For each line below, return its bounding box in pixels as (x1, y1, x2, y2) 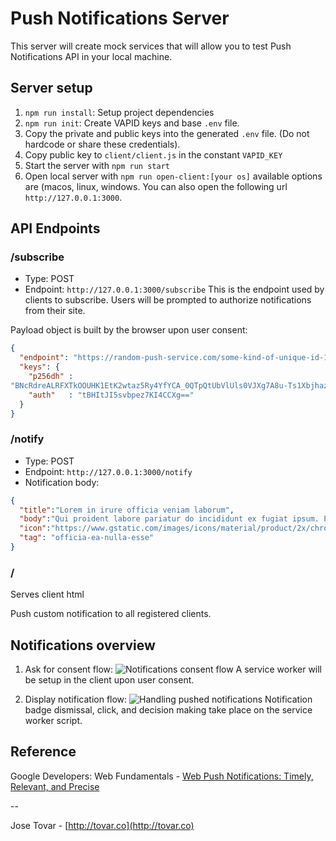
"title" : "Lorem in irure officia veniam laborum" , (19, 505, 235, 515)
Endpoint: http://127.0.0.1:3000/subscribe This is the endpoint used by (24, 283, 325, 296)
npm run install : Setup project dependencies (24, 106, 215, 118)
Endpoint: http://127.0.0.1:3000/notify (24, 465, 193, 477)
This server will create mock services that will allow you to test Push (10, 40, 292, 52)
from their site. (24, 305, 86, 317)
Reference (10, 743, 77, 761)
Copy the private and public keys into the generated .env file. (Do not (24, 127, 310, 139)
